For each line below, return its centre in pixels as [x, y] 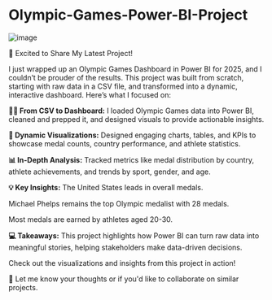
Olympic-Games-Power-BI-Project [128, 15]
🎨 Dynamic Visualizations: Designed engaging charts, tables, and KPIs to [132, 135]
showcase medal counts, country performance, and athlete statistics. [125, 143]
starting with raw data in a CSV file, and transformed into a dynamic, [123, 86]
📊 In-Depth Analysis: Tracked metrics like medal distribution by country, [132, 159]
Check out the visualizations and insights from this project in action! [122, 263]
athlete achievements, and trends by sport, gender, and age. [110, 172]
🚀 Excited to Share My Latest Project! [70, 53]
